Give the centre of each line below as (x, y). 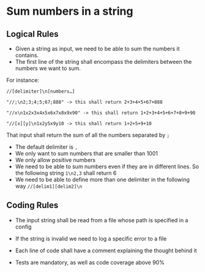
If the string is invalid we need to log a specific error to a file (91, 238)
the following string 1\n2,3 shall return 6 (66, 173)
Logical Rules (32, 34)
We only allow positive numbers (55, 160)
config (23, 227)
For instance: (23, 80)
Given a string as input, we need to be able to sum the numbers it (97, 49)
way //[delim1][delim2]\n (49, 186)
